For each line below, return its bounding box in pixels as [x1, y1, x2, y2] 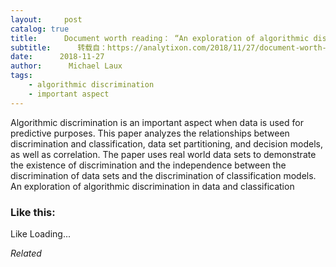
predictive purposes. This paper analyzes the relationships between [10, 127, 290, 139]
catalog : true [10, 24, 70, 34]
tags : [10, 71, 33, 81]
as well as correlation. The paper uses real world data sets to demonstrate [10, 148, 317, 160]
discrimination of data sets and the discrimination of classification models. [10, 169, 317, 181]
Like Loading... [10, 227, 72, 240]
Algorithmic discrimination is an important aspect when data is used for [10, 116, 304, 128]
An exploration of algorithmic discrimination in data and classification [10, 180, 295, 192]
